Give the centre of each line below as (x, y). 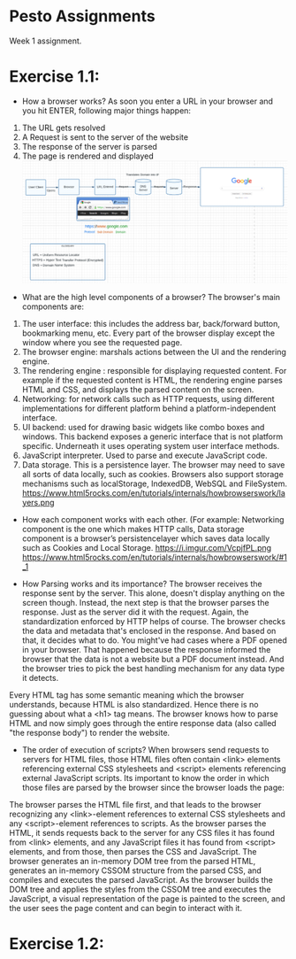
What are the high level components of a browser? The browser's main (151, 297)
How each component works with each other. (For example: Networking (153, 519)
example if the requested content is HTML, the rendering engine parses (152, 380)
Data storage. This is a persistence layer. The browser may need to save (153, 464)
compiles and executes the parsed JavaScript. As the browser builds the (141, 879)
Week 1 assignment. (46, 41)
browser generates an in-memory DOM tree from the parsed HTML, (133, 861)
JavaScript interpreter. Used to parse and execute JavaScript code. (144, 455)
